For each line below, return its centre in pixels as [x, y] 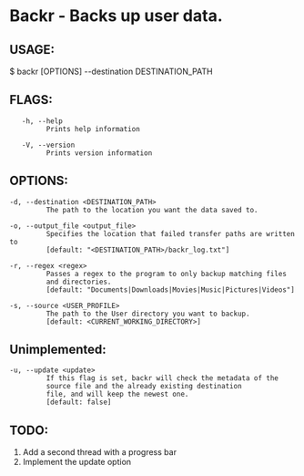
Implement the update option [77, 462]
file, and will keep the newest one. [117, 394]
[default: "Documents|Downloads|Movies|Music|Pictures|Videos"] [171, 290]
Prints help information [93, 129]
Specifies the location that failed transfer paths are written [171, 233]
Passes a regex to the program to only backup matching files [166, 274]
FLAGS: [31, 100]
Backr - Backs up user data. [116, 16]
